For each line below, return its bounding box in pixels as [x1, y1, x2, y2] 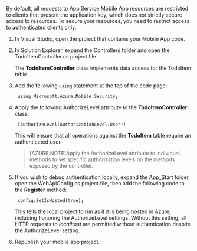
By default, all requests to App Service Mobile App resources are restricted [6, 5, 189, 12]
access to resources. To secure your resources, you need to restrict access [6, 18, 190, 24]
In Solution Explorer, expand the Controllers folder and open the [14, 47, 170, 54]
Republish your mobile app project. [14, 239, 100, 245]
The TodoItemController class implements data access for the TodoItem [14, 64, 192, 71]
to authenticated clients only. [6, 24, 77, 31]
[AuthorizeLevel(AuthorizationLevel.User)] [17, 122, 126, 128]
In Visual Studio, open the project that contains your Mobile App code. [14, 35, 186, 42]
